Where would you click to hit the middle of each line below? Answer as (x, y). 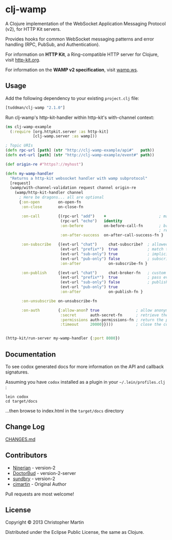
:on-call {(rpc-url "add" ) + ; (91, 216)
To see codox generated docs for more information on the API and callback (84, 366)
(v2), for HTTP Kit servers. (33, 29)
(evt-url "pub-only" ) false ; (105, 259)
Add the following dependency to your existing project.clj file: (72, 98)
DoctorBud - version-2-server (44, 473)
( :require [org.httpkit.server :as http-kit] (59, 132)
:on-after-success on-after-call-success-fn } (112, 235)
